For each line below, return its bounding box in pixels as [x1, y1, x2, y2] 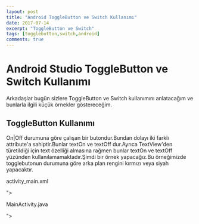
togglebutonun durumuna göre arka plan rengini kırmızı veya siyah [6, 159, 169, 167]
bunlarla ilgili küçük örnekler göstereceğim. [6, 101, 112, 108]
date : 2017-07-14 [6, 20, 49, 26]
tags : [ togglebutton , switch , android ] [6, 31, 100, 37]
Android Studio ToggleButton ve [6, 62, 169, 76]
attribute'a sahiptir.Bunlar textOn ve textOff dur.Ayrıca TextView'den [6, 140, 173, 148]
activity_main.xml [6, 177, 49, 185]
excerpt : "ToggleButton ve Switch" [6, 25, 95, 32]
